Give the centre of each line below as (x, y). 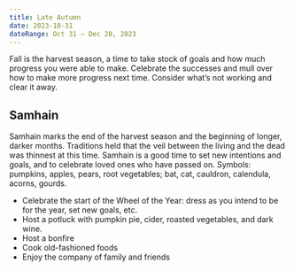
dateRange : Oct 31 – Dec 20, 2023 (73, 34)
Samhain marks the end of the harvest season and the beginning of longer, (146, 136)
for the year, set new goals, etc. (80, 210)
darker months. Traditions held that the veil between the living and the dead (147, 146)
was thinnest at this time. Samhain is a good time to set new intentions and (145, 155)
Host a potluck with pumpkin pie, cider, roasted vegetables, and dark (148, 220)
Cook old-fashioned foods (70, 248)
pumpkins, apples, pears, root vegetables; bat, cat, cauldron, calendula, (140, 174)
